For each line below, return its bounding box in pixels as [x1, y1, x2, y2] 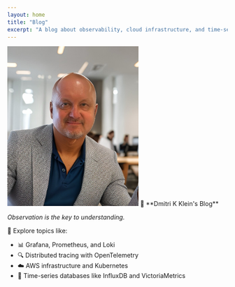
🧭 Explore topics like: [7, 227, 68, 235]
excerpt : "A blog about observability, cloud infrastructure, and [7, 26, 205, 33]
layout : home [7, 11, 45, 18]
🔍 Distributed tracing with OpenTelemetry [17, 251, 138, 260]
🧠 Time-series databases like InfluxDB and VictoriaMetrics [17, 272, 186, 280]
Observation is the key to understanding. [7, 213, 125, 221]
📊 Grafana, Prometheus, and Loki [17, 241, 115, 249]
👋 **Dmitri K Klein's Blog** [139, 200, 219, 208]
